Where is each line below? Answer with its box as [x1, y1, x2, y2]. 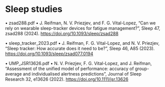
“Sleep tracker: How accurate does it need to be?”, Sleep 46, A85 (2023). [5, 45, 155, 51]
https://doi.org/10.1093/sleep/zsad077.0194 [5, 51, 94, 57]
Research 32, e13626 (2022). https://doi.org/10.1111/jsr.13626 [5, 76, 129, 82]
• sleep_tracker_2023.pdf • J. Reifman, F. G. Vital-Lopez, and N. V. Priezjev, [5, 40, 160, 46]
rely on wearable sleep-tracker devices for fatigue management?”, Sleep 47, [5, 25, 161, 31]
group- [135, 66, 150, 72]
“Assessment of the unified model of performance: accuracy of [5, 66, 134, 72]
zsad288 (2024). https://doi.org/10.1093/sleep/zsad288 [5, 30, 119, 36]
